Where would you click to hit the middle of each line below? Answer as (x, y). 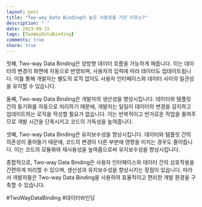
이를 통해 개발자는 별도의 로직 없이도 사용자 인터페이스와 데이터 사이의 (96, 78)
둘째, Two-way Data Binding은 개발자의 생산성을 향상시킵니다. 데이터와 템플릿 (99, 99)
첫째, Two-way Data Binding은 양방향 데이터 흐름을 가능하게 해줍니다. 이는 (95, 63)
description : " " (28, 23)
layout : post (23, 12)
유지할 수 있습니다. (34, 86)
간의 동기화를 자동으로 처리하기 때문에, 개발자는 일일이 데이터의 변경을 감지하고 (99, 106)
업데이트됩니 (177, 71)
